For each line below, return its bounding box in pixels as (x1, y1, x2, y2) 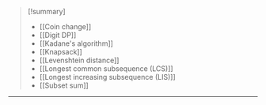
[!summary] (27, 7, 66, 16)
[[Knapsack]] (39, 47, 83, 56)
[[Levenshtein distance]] (39, 55, 120, 65)
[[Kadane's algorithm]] (39, 39, 113, 48)
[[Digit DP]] (39, 31, 77, 39)
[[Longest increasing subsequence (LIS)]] (39, 73, 176, 81)
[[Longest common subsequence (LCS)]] (39, 64, 173, 73)
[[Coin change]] (39, 22, 92, 31)
